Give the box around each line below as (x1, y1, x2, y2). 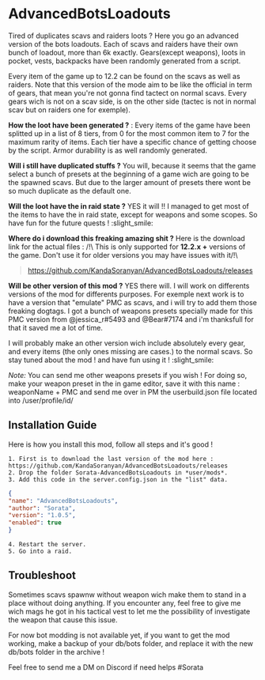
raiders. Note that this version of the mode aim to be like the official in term (8, 80, 252, 89)
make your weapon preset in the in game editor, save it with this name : (8, 379, 240, 388)
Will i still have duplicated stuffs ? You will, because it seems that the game (8, 161, 256, 170)
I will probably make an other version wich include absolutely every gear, (8, 338, 246, 348)
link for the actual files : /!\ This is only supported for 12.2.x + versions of (8, 242, 246, 251)
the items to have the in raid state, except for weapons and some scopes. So (8, 210, 258, 219)
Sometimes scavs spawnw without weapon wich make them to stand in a (8, 590, 247, 599)
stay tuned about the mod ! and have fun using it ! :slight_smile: (8, 355, 214, 365)
